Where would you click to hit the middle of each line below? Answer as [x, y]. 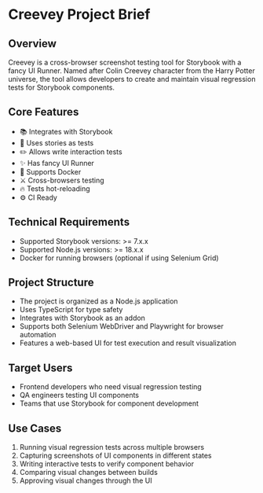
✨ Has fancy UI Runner [57, 163]
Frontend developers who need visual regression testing [110, 387]
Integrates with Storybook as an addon [82, 318]
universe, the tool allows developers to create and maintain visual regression [132, 79]
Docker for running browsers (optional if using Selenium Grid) [119, 258]
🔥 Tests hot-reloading [55, 188]
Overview [33, 44]
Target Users [40, 368]
